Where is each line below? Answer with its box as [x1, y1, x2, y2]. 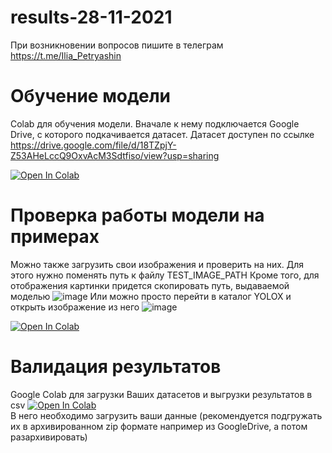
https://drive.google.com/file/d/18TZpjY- [10, 139, 177, 151]
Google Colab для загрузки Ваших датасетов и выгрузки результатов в [10, 388, 313, 400]
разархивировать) [10, 431, 88, 443]
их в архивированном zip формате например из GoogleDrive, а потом [10, 420, 308, 432]
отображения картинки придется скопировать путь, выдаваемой [10, 279, 290, 291]
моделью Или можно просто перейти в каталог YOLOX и [10, 290, 292, 302]
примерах [10, 226, 100, 248]
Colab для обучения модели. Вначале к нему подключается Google [10, 117, 300, 130]
